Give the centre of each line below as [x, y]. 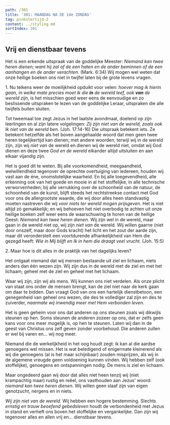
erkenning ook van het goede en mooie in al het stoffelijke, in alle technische [85, 182]
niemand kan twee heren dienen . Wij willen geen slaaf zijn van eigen [77, 386]
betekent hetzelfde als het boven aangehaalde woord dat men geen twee [81, 134]
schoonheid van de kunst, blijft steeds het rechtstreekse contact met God [82, 193]
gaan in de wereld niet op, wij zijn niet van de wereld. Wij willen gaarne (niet [84, 225]
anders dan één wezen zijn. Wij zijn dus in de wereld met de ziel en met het [84, 266]
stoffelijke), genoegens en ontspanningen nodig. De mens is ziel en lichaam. [85, 365]
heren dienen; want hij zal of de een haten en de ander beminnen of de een [84, 67]
